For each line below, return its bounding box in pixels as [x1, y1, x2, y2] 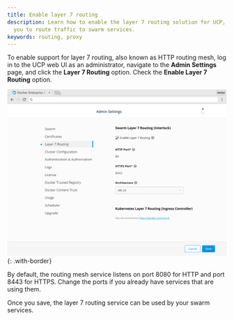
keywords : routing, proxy [7, 33, 82, 40]
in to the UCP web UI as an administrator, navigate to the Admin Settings [7, 61, 217, 69]
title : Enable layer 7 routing [7, 11, 98, 18]
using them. [7, 284, 42, 293]
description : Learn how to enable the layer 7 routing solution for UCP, [7, 18, 226, 26]
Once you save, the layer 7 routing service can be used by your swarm [7, 298, 210, 307]
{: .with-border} [7, 257, 52, 265]
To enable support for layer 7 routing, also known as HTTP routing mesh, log [7, 53, 226, 62]
